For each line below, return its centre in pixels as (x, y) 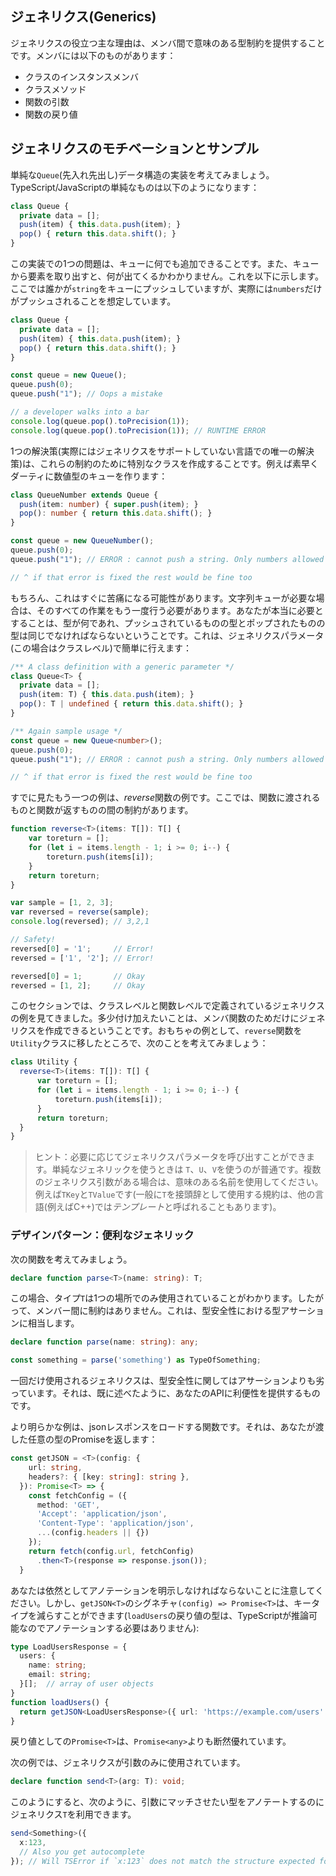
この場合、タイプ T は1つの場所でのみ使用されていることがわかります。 (154, 1298)
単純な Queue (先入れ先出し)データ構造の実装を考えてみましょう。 (142, 174)
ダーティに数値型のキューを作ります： (89, 476)
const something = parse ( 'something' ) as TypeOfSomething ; (136, 1360)
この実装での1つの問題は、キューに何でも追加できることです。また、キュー (165, 263)
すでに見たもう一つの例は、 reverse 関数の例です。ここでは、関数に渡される (165, 798)
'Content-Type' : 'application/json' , (115, 1523)
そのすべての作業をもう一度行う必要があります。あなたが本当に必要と (180, 610)
